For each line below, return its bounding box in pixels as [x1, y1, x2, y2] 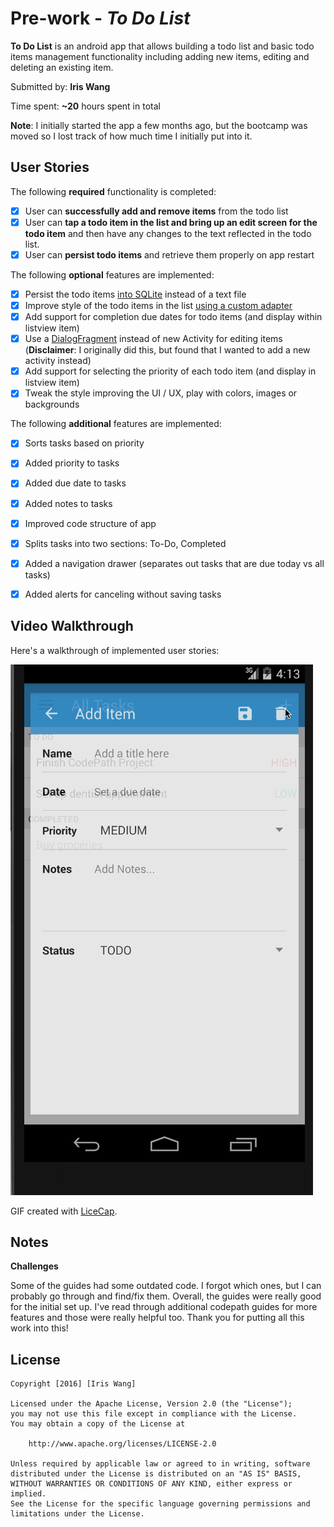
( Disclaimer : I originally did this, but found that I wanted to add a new [24, 344, 311, 356]
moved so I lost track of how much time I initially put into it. [10, 130, 253, 142]
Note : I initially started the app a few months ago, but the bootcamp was [10, 119, 308, 131]
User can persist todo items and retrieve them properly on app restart [24, 248, 315, 261]
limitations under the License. [10, 1509, 145, 1519]
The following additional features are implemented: [10, 418, 222, 430]
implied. [10, 1489, 47, 1499]
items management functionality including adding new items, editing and [10, 50, 310, 62]
